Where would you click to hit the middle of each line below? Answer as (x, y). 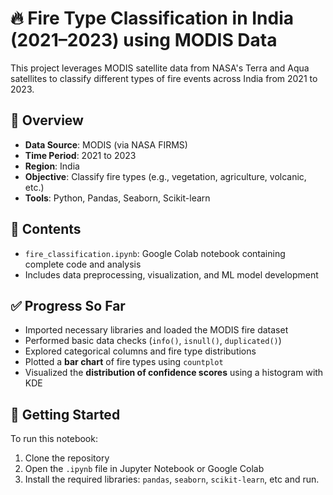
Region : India (52, 166)
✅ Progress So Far (68, 305)
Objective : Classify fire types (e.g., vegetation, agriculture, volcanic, (165, 176)
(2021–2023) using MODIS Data (144, 40)
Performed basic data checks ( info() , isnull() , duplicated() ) (153, 341)
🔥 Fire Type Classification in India (152, 18)
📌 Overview (47, 120)
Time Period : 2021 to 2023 (80, 155)
